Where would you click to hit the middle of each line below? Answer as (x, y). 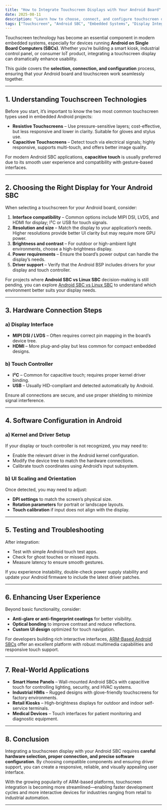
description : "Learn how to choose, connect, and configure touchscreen (82, 19)
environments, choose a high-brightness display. (62, 248)
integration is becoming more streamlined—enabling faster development (79, 787)
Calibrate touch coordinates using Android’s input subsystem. (75, 466)
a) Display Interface (29, 324)
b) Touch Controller (29, 364)
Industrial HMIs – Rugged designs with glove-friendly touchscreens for (85, 692)
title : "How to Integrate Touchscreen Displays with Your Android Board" (83, 10)
